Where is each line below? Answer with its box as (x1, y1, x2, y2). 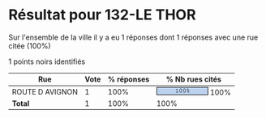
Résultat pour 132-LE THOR (8, 6, 196, 24)
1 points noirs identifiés (8, 57, 86, 66)
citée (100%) (8, 40, 51, 50)
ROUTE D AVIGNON (11, 86, 79, 96)
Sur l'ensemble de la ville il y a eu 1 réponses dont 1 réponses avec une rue (8, 32, 259, 42)
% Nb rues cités (165, 74, 221, 84)
